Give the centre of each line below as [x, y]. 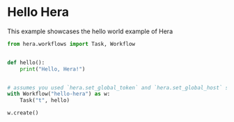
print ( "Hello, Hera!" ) [53, 69]
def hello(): [26, 62]
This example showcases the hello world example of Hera [90, 31]
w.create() [23, 113]
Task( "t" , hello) [45, 101]
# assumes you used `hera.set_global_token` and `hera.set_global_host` [115, 87]
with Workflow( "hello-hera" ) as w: [59, 94]
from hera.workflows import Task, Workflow [71, 44]
